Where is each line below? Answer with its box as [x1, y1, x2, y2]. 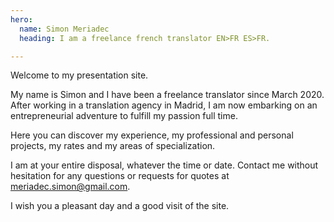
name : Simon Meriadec [19, 24, 110, 34]
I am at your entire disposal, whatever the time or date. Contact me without [10, 159, 319, 171]
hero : [10, 14, 33, 25]
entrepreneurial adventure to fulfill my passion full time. [10, 110, 238, 122]
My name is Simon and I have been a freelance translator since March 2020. [10, 89, 325, 101]
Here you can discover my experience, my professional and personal [10, 129, 294, 141]
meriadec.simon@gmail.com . [10, 181, 131, 193]
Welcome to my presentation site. [10, 69, 149, 81]
